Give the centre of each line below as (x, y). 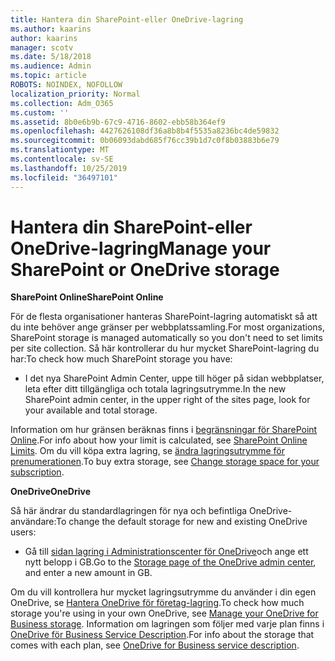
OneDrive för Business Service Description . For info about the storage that (162, 635)
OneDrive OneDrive (50, 492)
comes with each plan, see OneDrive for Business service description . (155, 645)
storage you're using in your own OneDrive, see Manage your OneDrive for (164, 613)
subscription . (37, 472)
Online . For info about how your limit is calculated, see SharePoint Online (159, 440)
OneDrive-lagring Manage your (141, 248)
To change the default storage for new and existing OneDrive (182, 522)
